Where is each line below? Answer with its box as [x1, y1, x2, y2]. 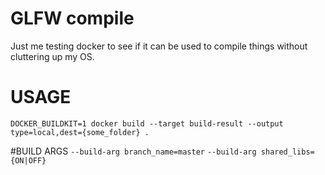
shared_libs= [260, 147, 315, 157]
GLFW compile [10, 7, 135, 30]
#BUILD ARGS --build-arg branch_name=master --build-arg [10, 145, 257, 157]
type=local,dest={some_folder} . [10, 127, 150, 137]
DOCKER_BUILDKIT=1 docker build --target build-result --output [10, 118, 284, 129]
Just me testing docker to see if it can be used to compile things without [10, 40, 308, 52]
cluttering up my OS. [10, 50, 95, 62]
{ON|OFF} [10, 155, 47, 166]
